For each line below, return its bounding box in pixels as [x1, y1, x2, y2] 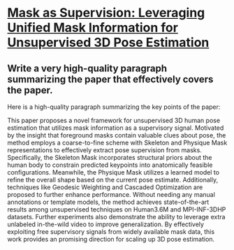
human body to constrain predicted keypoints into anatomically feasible [7, 161, 213, 169]
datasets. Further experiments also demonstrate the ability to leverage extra [7, 213, 226, 221]
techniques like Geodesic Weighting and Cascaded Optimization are [7, 183, 203, 191]
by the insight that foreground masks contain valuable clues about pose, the [7, 131, 226, 139]
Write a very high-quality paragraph [7, 62, 168, 74]
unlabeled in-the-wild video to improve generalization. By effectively [7, 220, 205, 228]
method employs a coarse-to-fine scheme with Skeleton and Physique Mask [7, 138, 228, 147]
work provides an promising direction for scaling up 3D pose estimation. [7, 235, 215, 243]
